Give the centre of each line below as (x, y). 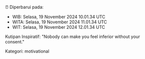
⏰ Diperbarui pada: (24, 7)
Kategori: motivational (27, 51)
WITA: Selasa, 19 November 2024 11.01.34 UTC (60, 22)
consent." (15, 42)
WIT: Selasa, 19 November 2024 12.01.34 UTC (59, 27)
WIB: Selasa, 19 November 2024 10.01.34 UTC (59, 17)
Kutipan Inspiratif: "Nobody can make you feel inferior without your (73, 37)
